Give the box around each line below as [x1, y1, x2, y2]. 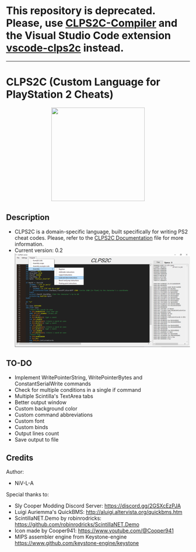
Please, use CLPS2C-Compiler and [6, 16, 178, 30]
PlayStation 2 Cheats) [6, 88, 114, 101]
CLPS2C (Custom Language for [6, 75, 160, 89]
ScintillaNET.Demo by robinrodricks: [14, 515, 102, 522]
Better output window [14, 399, 67, 406]
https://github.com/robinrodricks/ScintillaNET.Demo [14, 521, 140, 528]
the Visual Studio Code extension [6, 29, 171, 42]
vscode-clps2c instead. [6, 42, 124, 55]
